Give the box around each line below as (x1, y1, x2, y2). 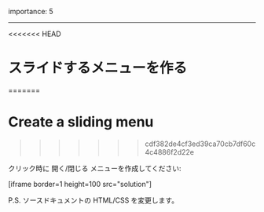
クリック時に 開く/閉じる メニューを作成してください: (8, 163, 182, 173)
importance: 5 (8, 7, 53, 16)
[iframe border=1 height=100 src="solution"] (8, 179, 152, 188)
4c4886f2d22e (145, 147, 195, 156)
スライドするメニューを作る (8, 59, 188, 77)
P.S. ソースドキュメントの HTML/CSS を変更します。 (8, 196, 179, 205)
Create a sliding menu (8, 113, 154, 131)
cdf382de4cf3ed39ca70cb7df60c (145, 139, 256, 148)
